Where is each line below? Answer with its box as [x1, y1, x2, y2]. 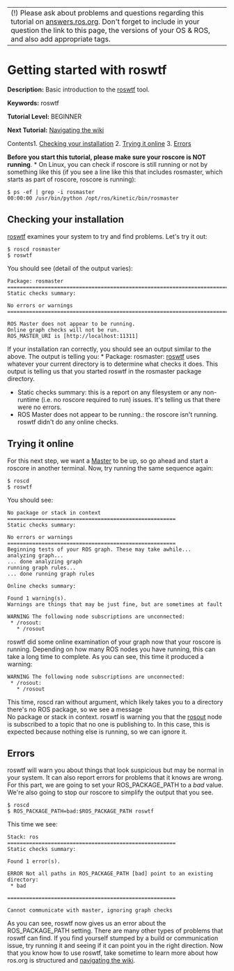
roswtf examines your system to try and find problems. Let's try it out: [7, 232, 208, 240]
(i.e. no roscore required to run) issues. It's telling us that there [40, 395, 221, 403]
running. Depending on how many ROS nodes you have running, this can [7, 645, 216, 653]
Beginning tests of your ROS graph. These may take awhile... [7, 546, 192, 553]
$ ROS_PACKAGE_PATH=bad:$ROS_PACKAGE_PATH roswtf [7, 808, 155, 815]
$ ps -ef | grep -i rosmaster [7, 188, 95, 195]
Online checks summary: [7, 582, 77, 589]
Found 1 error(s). [7, 858, 61, 865]
